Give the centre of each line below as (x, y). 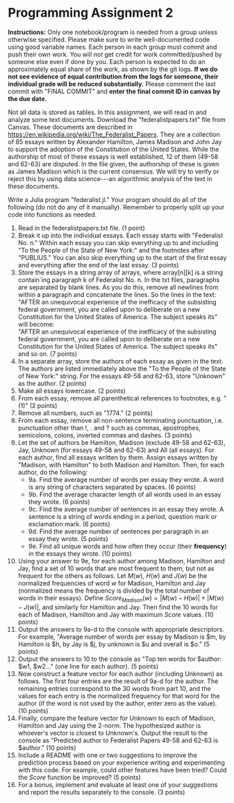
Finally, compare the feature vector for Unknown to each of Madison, (117, 718)
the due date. (27, 98)
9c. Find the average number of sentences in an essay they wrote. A (126, 509)
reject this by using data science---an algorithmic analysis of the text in (110, 178)
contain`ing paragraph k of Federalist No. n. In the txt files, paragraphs (119, 279)
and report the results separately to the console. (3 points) (101, 792)
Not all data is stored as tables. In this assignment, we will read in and (107, 112)
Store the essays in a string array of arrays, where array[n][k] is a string (120, 272)
